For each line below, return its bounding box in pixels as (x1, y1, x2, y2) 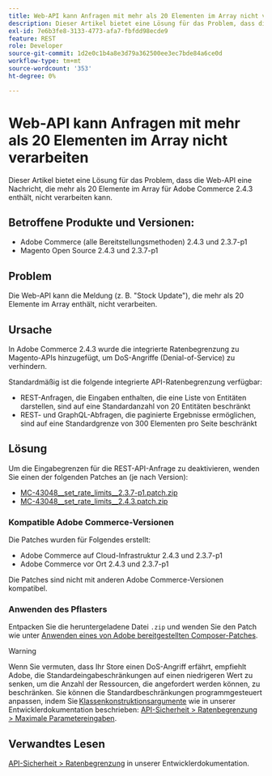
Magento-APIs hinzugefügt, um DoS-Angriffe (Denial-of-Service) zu (8, 353, 236, 363)
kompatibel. (8, 583, 48, 593)
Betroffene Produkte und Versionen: (8, 215, 195, 229)
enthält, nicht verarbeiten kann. (8, 192, 113, 202)
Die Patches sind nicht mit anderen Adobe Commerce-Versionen (8, 575, 224, 585)
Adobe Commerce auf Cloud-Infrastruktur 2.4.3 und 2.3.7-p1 (19, 551, 223, 561)
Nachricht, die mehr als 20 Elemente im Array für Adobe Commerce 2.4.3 (8, 184, 253, 193)
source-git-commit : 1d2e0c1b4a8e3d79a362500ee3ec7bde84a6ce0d (8, 49, 223, 57)
